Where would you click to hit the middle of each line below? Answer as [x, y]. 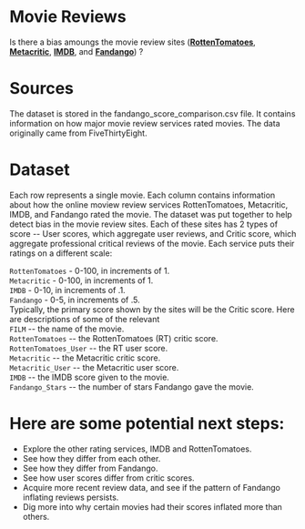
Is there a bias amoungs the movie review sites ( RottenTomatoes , [133, 42]
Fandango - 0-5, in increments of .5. [75, 300]
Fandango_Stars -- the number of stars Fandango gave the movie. [132, 387]
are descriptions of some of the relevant [85, 319]
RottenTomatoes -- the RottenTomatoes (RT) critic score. [114, 338]
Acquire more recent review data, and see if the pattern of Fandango [151, 487]
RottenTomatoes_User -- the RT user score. [89, 348]
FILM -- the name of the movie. [67, 329]
